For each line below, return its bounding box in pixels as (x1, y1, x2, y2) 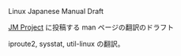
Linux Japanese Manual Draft (8, 7, 104, 16)
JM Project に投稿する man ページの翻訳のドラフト (8, 23, 175, 32)
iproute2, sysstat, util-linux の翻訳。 (8, 39, 125, 48)
